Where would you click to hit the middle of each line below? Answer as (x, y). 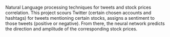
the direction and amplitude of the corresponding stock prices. (71, 29)
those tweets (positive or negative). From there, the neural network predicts (85, 23)
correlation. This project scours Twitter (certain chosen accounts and (78, 13)
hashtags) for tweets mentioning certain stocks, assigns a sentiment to (80, 18)
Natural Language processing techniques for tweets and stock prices (78, 7)
